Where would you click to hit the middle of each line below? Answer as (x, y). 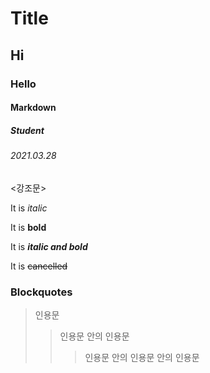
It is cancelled (39, 266)
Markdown (33, 108)
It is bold (28, 227)
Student (27, 130)
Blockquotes (41, 292)
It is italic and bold (49, 246)
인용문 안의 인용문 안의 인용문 (142, 357)
